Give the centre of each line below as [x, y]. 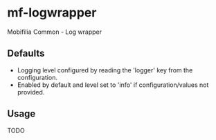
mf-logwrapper [52, 13]
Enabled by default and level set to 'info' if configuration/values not [113, 85]
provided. [31, 92]
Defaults [26, 53]
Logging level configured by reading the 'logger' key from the [105, 70]
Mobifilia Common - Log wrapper [55, 32]
